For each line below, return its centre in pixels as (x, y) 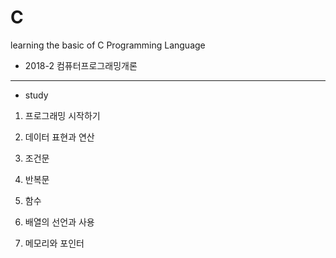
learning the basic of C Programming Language (108, 45)
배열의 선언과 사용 (59, 222)
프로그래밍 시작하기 (62, 115)
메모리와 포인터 (54, 243)
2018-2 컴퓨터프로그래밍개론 (81, 65)
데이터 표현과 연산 (59, 137)
